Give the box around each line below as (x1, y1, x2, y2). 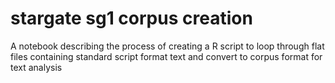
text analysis (10, 61, 63, 73)
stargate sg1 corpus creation (10, 7, 253, 30)
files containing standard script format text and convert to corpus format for (10, 50, 323, 62)
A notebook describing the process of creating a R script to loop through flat (10, 40, 325, 52)
